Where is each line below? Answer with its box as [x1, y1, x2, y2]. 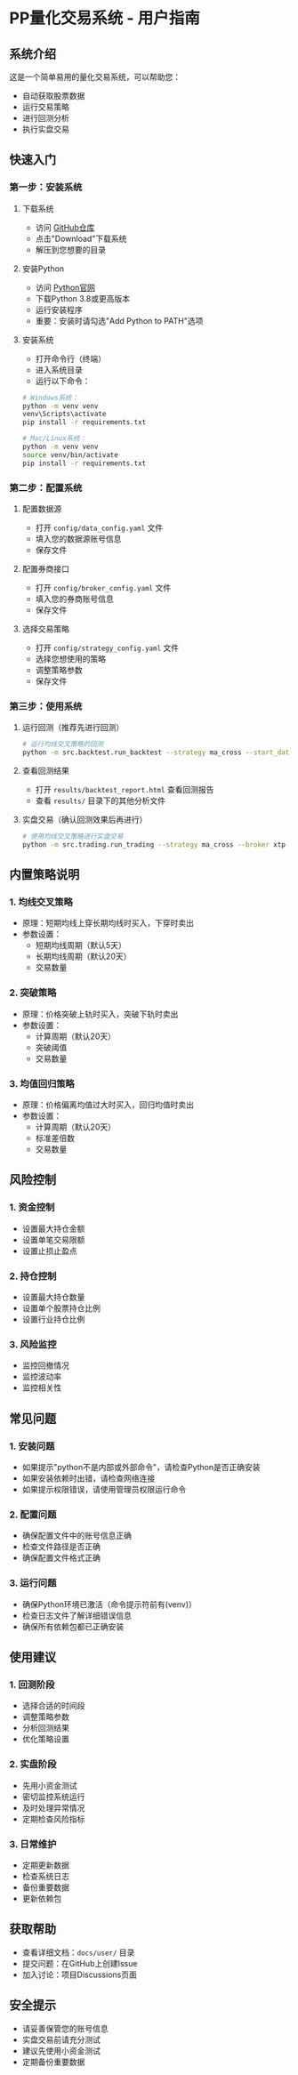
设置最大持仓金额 [21, 1223, 85, 1234]
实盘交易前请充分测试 [21, 2034, 101, 2045]
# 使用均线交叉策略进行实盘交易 [21, 832, 124, 841]
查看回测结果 [21, 766, 69, 776]
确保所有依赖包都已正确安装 [21, 1621, 125, 1632]
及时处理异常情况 [21, 1802, 85, 1813]
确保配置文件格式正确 [21, 1553, 101, 1564]
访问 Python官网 [35, 282, 96, 293]
